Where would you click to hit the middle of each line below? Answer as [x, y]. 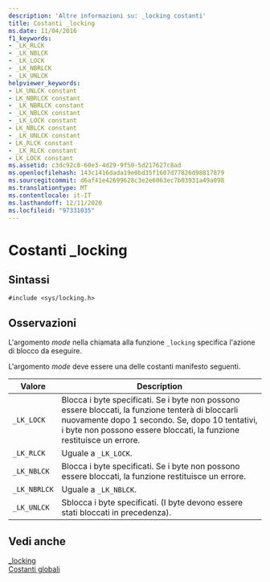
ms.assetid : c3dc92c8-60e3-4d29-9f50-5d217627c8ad [95, 166]
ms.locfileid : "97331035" [51, 210]
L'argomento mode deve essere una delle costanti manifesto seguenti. [125, 366]
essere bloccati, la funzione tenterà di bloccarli [150, 410]
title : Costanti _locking [51, 23]
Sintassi [29, 280]
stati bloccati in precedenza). [117, 513]
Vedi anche [37, 541]
